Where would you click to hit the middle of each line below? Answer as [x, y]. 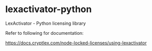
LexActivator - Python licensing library [46, 23]
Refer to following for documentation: [45, 33]
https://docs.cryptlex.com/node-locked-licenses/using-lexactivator [76, 43]
